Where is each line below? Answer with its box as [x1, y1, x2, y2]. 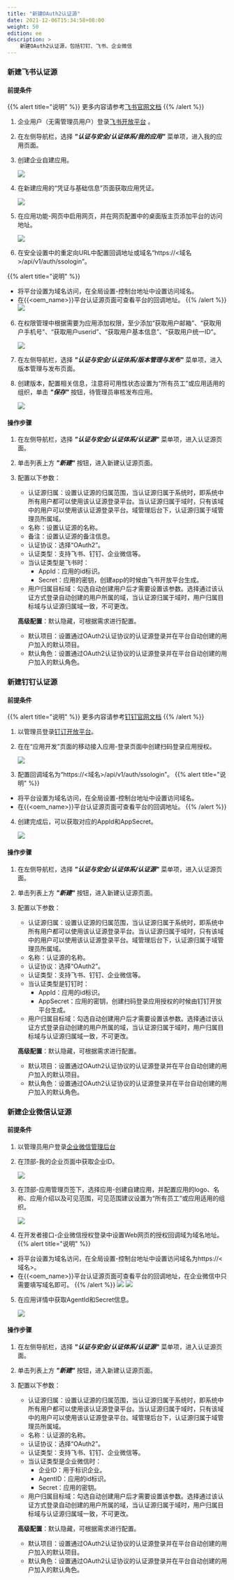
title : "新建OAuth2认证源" [7, 10, 80, 17]
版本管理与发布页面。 [17, 364, 79, 373]
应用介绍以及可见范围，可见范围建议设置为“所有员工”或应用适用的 [29, 1193, 219, 1202]
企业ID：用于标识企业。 [38, 1465, 106, 1474]
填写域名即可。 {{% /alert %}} [29, 1280, 116, 1288]
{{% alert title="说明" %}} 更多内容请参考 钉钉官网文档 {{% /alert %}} [7, 712, 205, 721]
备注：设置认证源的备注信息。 [27, 532, 114, 540]
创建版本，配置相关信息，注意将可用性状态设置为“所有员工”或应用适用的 [17, 379, 226, 388]
